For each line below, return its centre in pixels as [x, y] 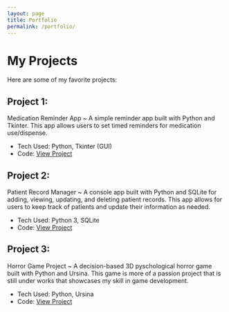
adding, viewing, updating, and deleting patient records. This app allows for [115, 199]
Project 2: [28, 175]
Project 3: [29, 249]
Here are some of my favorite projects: [62, 80]
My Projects [43, 61]
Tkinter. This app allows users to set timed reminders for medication [104, 126]
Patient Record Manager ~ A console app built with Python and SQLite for [112, 192]
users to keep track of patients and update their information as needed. [109, 207]
